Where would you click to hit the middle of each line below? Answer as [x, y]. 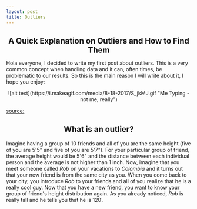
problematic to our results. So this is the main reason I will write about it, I [95, 75]
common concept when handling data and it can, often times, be [84, 69]
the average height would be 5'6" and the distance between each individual [98, 156]
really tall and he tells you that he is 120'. [55, 200]
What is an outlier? [99, 129]
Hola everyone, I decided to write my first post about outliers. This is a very [97, 63]
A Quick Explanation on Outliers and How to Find [99, 41]
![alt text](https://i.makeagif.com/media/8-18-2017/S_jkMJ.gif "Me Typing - [99, 93]
